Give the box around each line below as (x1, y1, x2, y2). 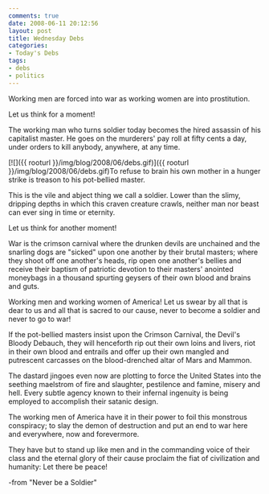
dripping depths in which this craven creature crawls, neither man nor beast (8, 199, 259, 208)
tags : (8, 57, 26, 65)
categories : (8, 42, 48, 50)
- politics (8, 72, 45, 80)
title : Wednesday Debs (8, 34, 84, 43)
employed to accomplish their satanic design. (8, 396, 159, 406)
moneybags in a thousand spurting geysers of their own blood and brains (8, 273, 251, 282)
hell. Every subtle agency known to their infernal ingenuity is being (8, 388, 229, 397)
